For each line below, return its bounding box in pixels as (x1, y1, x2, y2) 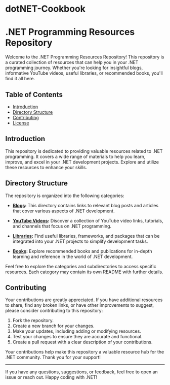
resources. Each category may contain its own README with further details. (5, 269, 163, 275)
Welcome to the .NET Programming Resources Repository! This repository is (5, 54, 164, 60)
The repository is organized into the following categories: (5, 192, 125, 199)
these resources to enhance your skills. (5, 164, 88, 170)
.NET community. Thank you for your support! (5, 354, 101, 361)
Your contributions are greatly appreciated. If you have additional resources (5, 297, 163, 303)
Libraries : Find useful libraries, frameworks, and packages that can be (12, 233, 160, 239)
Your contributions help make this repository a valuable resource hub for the (5, 349, 164, 355)
